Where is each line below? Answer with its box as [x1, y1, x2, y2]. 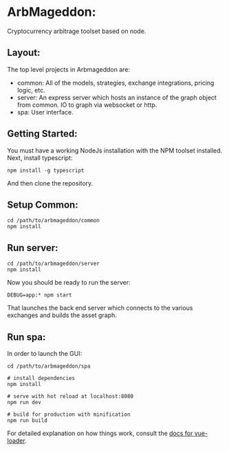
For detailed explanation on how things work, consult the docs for [7, 429, 193, 437]
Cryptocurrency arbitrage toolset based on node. [7, 27, 146, 35]
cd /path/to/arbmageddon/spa [7, 363, 91, 370]
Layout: [7, 47, 41, 59]
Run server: [7, 242, 58, 254]
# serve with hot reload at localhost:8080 [7, 393, 134, 400]
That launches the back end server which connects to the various [7, 304, 193, 312]
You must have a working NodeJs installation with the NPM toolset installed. [7, 146, 223, 154]
